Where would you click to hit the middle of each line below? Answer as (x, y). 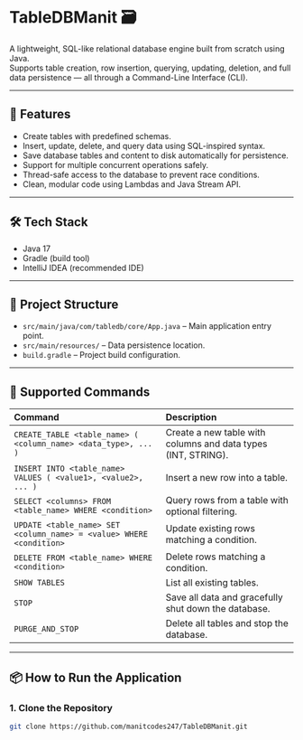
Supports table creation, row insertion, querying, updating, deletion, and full (150, 68)
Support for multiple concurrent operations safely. (115, 164)
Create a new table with (216, 433)
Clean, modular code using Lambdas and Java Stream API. (132, 184)
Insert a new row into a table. (227, 478)
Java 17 (37, 248)
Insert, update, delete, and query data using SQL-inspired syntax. (144, 145)
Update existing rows (210, 529)
